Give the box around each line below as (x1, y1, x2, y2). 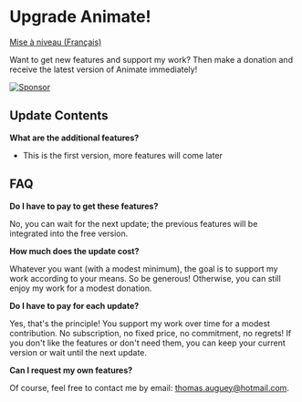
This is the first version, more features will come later (22, 149, 224, 160)
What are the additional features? (9, 132, 140, 143)
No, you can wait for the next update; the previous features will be (9, 218, 258, 229)
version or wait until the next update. (9, 346, 148, 357)
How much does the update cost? (9, 245, 140, 256)
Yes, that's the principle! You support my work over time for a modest (9, 317, 271, 329)
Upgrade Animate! (9, 6, 151, 27)
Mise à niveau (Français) (9, 36, 102, 47)
